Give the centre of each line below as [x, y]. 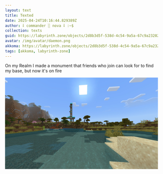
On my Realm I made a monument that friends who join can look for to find [79, 65]
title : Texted [19, 15]
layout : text [18, 10]
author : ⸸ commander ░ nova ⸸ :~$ [39, 26]
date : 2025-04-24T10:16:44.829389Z [41, 20]
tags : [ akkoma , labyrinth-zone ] [38, 51]
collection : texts [24, 31]
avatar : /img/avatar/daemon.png [38, 41]
